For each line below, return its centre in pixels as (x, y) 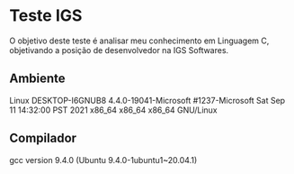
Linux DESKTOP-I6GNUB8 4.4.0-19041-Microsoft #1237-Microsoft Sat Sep (147, 100)
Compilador (43, 138)
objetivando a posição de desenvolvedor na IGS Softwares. (119, 50)
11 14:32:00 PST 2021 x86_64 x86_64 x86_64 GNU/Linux (113, 110)
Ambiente (37, 79)
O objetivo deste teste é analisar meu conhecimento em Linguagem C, (139, 41)
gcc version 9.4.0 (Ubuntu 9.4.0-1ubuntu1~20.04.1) (103, 160)
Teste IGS (46, 16)
